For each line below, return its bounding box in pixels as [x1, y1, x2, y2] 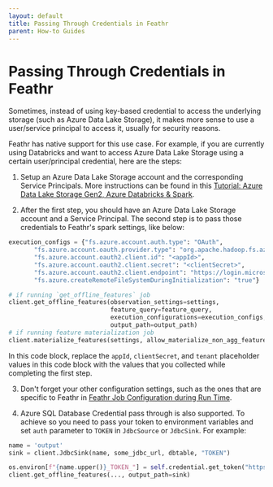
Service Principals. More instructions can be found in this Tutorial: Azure [19, 180, 263, 191]
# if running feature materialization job [8, 328, 154, 337]
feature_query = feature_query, [110, 306, 213, 314]
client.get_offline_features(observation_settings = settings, [8, 298, 220, 307]
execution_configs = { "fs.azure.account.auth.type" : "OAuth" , [8, 238, 223, 246]
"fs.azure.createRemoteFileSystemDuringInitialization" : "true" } [33, 276, 260, 285]
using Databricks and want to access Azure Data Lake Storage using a [8, 148, 244, 158]
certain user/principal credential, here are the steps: [8, 156, 183, 167]
